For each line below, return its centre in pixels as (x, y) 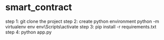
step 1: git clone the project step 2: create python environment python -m (82, 21)
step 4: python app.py (29, 32)
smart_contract (39, 7)
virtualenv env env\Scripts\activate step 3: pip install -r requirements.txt (81, 26)
